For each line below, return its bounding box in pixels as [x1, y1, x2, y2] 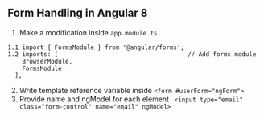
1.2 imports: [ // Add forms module [7, 50, 257, 59]
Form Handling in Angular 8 [7, 6, 148, 20]
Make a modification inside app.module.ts [19, 27, 158, 37]
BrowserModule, [22, 57, 73, 65]
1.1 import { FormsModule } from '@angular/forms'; [7, 43, 184, 51]
